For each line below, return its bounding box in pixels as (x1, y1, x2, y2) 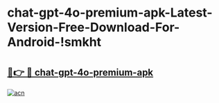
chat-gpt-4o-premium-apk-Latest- (7, 5, 213, 21)
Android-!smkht (7, 35, 102, 50)
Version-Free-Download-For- (7, 19, 180, 35)
